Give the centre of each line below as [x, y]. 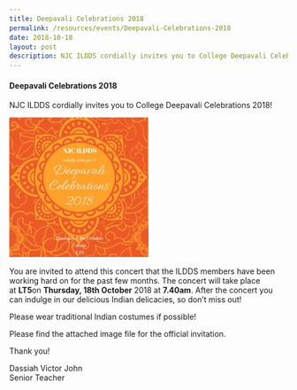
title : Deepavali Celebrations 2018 [76, 19]
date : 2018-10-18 [41, 37]
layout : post [33, 47]
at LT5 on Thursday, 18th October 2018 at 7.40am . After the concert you [141, 290]
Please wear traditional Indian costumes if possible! [103, 317]
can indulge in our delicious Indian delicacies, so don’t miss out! [126, 300]
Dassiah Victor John [46, 369]
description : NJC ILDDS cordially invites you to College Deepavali [138, 56]
